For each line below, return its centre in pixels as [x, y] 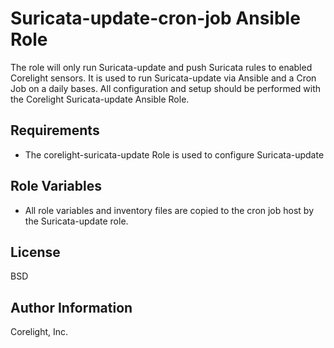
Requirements [55, 130]
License [35, 252]
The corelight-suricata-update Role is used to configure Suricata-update [174, 154]
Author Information [71, 307]
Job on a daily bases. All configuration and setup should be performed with [166, 88]
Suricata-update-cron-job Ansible [155, 18]
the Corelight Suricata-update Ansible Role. [100, 99]
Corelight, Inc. [39, 332]
